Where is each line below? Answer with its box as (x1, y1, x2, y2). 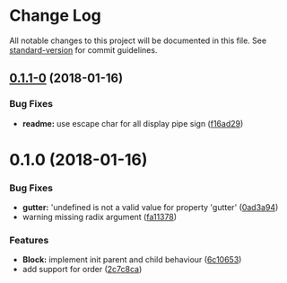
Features (9, 234, 49, 247)
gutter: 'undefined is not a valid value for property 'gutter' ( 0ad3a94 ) (22, 202, 279, 213)
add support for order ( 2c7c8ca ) (22, 264, 143, 275)
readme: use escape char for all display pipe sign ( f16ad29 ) (22, 118, 244, 128)
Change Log (9, 5, 101, 26)
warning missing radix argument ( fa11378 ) (22, 212, 178, 223)
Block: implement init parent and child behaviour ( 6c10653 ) (22, 254, 242, 265)
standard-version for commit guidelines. (9, 44, 158, 55)
